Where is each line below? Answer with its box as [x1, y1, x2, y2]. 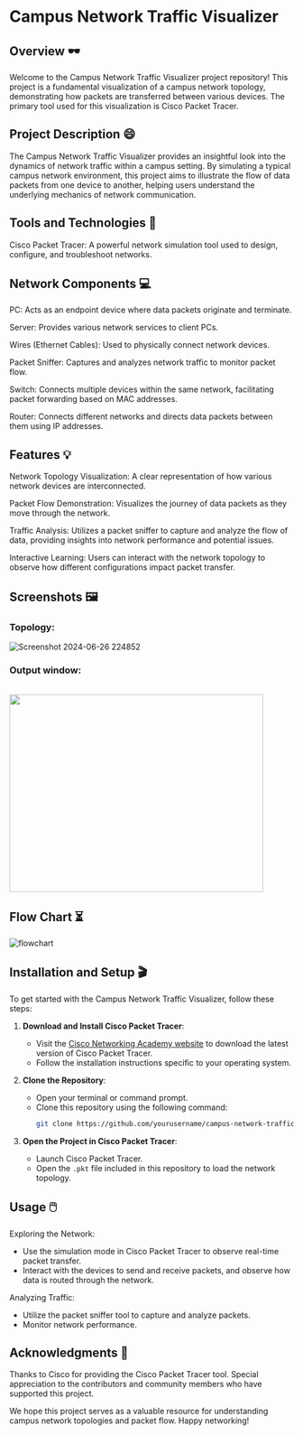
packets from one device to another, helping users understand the [9, 179, 255, 191]
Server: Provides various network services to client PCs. [9, 322, 219, 333]
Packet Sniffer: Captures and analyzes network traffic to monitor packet [9, 357, 276, 368]
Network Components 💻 [9, 276, 151, 292]
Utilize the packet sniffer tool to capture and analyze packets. [22, 1309, 251, 1320]
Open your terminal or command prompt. [35, 1092, 188, 1103]
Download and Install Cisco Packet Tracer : [22, 1020, 185, 1031]
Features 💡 [9, 447, 72, 462]
